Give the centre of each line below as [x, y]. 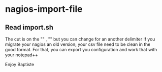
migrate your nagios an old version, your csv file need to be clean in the [78, 44]
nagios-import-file [44, 9]
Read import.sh [29, 27]
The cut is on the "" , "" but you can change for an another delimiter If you [80, 39]
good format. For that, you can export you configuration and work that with [81, 50]
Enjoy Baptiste [20, 64]
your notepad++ [22, 55]
